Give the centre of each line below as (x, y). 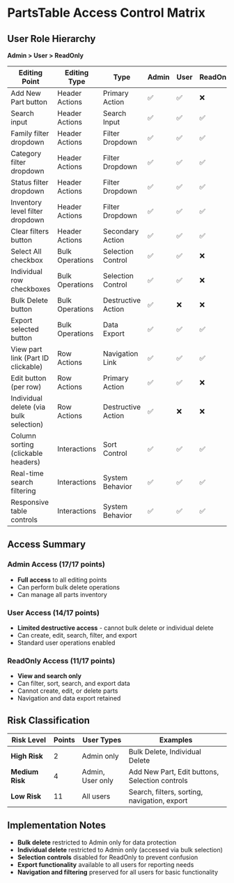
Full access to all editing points (62, 580)
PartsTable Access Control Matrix (106, 13)
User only (97, 781)
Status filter (30, 182)
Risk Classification (49, 720)
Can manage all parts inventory (62, 594)
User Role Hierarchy (52, 39)
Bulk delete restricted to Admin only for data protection (96, 842)
